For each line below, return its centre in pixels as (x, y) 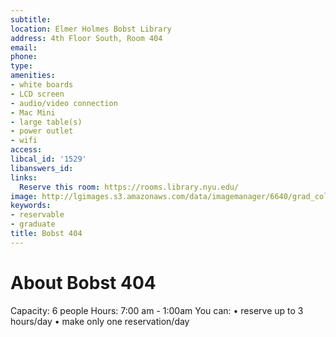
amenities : (33, 76)
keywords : (31, 206)
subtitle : (31, 19)
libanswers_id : (42, 168)
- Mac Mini (33, 112)
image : (24, 196)
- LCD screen (37, 94)
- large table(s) (46, 122)
